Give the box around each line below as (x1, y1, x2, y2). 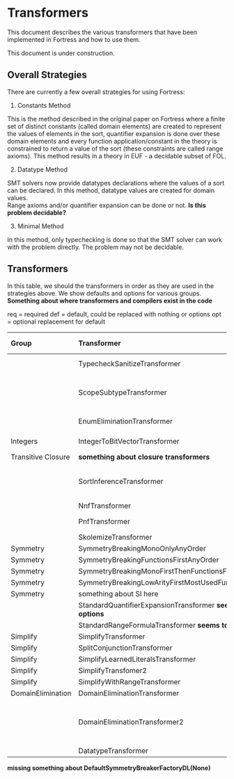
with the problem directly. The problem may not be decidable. (7, 243, 185, 251)
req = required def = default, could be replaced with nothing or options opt (7, 310, 221, 318)
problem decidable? (7, 208, 66, 217)
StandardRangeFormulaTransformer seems (78, 620, 221, 630)
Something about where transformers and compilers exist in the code (7, 296, 212, 305)
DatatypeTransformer (78, 746, 148, 755)
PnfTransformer (78, 516, 130, 526)
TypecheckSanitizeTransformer (78, 358, 181, 368)
